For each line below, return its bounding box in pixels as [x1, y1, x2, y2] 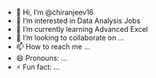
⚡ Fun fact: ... [15, 62, 60, 72]
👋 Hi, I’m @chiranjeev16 [15, 8, 94, 17]
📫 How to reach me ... [15, 42, 90, 51]
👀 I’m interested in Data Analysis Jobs [15, 16, 141, 25]
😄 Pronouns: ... [15, 53, 68, 63]
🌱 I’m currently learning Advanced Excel [15, 25, 149, 33]
